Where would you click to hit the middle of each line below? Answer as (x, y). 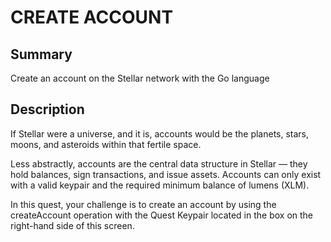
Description (47, 109)
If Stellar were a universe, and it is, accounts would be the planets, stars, (160, 133)
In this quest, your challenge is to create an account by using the (143, 204)
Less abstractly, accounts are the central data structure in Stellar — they (159, 163)
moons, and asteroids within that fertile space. (106, 144)
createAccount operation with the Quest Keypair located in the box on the (162, 215)
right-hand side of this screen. (72, 225)
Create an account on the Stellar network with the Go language (140, 78)
